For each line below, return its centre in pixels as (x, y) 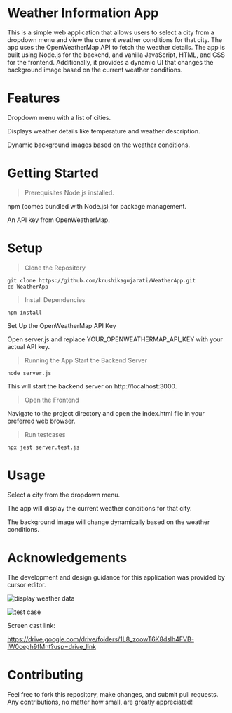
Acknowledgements (67, 557)
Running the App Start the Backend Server (86, 360)
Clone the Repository (55, 268)
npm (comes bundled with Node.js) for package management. (97, 206)
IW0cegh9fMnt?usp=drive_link (52, 646)
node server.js (29, 373)
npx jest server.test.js (43, 447)
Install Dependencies (55, 299)
